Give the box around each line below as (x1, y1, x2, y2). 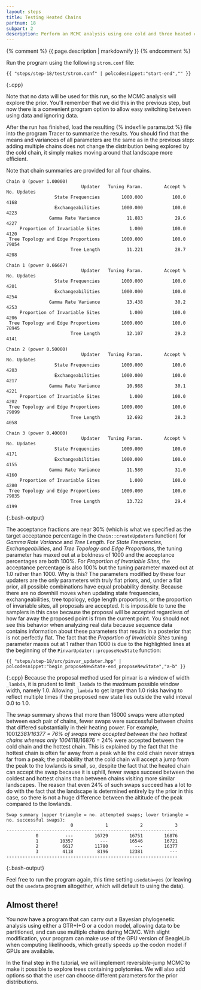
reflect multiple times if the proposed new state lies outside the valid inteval (6, 693, 193, 701)
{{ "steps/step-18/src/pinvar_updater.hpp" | (6, 659, 121, 665)
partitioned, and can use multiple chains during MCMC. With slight (6, 928, 170, 935)
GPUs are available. (6, 947, 55, 955)
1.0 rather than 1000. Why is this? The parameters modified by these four (6, 571, 186, 578)
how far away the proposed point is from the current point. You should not (6, 615, 189, 622)
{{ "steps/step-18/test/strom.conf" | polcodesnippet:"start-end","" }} (6, 71, 191, 77)
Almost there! (6, 900, 59, 910)
